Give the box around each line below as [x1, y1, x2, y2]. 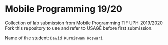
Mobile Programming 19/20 [5, 3, 123, 15]
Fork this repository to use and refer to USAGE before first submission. [5, 25, 153, 31]
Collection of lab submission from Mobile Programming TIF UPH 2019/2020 [5, 20, 163, 26]
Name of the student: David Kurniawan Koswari [5, 35, 103, 41]
